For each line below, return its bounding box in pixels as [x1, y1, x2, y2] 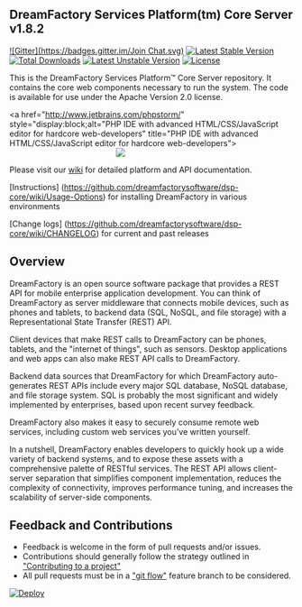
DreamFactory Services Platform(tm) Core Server [9, 7, 293, 23]
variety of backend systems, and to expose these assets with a [9, 453, 243, 464]
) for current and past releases [96, 227, 209, 238]
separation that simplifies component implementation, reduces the [35, 473, 282, 483]
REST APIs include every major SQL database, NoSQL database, [49, 380, 288, 391]
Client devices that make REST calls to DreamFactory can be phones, [9, 334, 267, 345]
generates [9, 380, 48, 391]
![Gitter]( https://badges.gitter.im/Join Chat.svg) [9, 45, 185, 56]
